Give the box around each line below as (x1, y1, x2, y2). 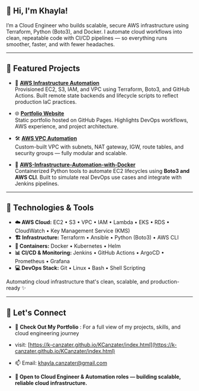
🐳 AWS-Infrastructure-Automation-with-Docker (14, 161, 136, 168)
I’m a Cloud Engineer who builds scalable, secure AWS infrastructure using (6, 21, 189, 29)
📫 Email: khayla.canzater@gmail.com (14, 360, 108, 367)
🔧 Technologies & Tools (6, 203, 94, 213)
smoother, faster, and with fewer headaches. (6, 40, 115, 48)
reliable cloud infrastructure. (14, 380, 88, 387)
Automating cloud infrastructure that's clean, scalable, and (6, 278, 149, 285)
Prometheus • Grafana (14, 258, 70, 265)
